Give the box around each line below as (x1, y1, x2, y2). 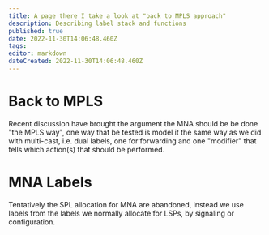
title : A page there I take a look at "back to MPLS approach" (8, 11, 227, 20)
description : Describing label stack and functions (8, 19, 186, 28)
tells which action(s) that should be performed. (8, 144, 165, 154)
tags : (8, 42, 27, 50)
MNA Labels (8, 173, 92, 191)
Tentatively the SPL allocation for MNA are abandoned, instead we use (8, 199, 245, 209)
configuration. (8, 216, 55, 227)
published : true (8, 27, 63, 35)
